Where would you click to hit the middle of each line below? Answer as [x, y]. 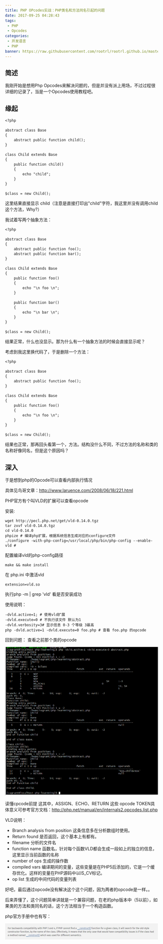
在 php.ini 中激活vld [25, 575]
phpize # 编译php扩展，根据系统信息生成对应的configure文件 [60, 536]
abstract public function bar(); [48, 254]
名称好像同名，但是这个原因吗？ [37, 451]
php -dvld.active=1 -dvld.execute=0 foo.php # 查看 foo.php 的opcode [76, 630]
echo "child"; [37, 174]
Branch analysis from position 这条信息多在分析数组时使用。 [72, 831]
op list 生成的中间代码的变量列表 [44, 879]
